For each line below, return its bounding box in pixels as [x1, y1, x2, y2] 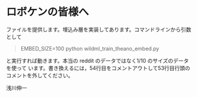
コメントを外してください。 [6, 72, 74, 79]
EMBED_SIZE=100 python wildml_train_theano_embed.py [20, 45, 160, 52]
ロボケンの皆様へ [6, 5, 89, 19]
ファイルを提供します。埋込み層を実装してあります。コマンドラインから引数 [6, 26, 192, 33]
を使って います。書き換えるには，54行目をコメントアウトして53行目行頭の [6, 64, 190, 71]
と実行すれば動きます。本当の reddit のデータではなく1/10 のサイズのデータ [6, 57, 189, 64]
